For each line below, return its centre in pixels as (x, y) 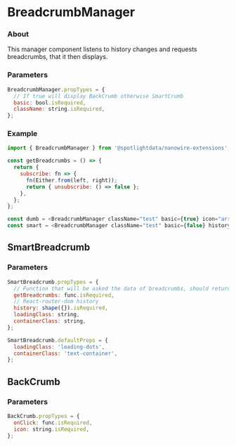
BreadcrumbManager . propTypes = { (56, 89)
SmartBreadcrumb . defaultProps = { (58, 340)
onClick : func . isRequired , (53, 423)
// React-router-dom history (56, 302)
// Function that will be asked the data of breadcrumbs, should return (122, 288)
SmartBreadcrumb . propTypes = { (53, 282)
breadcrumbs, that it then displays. (58, 57)
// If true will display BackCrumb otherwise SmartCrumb (99, 96)
